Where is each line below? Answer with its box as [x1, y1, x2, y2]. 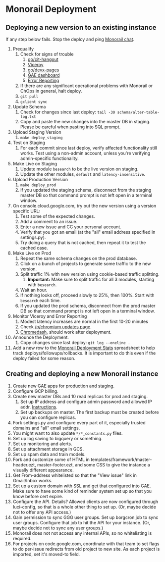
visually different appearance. [12, 467, 74, 473]
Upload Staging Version [12, 129, 61, 135]
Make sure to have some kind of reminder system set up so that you [12, 488, 152, 494]
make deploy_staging [20, 135, 63, 140]
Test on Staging [12, 140, 45, 146]
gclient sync [20, 100, 48, 104]
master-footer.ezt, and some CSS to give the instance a [37, 461, 150, 467]
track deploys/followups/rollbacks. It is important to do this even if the [12, 350, 156, 356]
